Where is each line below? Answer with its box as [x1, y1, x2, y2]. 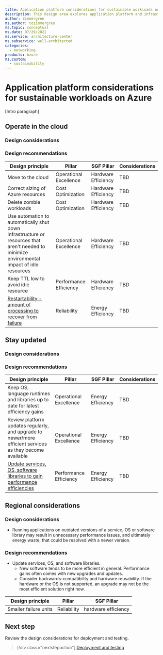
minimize [7, 249, 28, 256]
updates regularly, [7, 423, 49, 429]
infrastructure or [7, 231, 45, 238]
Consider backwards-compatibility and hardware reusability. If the [19, 576, 152, 582]
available [7, 453, 28, 459]
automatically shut [7, 219, 49, 226]
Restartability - [7, 295, 42, 302]
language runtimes [7, 390, 50, 397]
